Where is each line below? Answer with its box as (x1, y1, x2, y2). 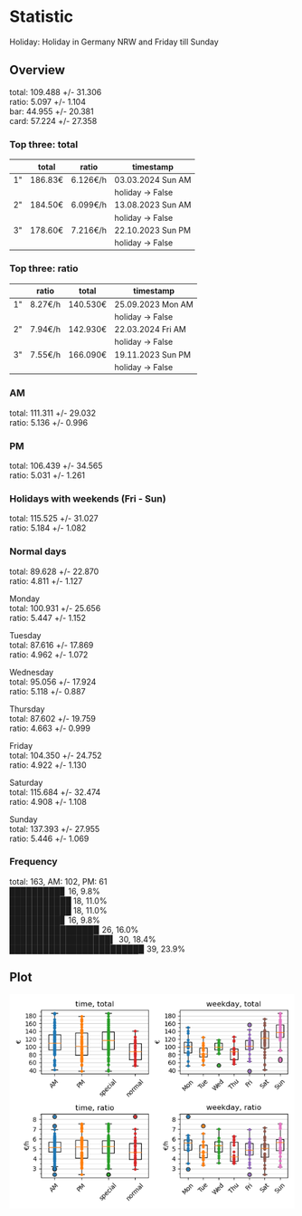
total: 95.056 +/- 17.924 (9, 676, 97, 687)
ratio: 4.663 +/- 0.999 (9, 723, 90, 733)
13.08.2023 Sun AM (114, 199, 192, 210)
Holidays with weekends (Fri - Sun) (9, 492, 166, 504)
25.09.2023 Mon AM (114, 299, 194, 310)
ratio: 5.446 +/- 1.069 (9, 833, 90, 844)
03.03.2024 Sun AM (114, 174, 192, 185)
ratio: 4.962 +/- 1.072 (9, 649, 89, 660)
